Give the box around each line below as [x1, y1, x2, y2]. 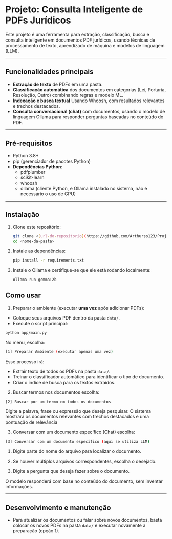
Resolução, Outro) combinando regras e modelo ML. [12, 92, 124, 98]
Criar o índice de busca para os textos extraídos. [12, 379, 116, 385]
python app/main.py [5, 330, 47, 335]
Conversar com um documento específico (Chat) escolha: [12, 429, 135, 435]
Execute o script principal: [12, 320, 68, 326]
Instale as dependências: [12, 248, 66, 254]
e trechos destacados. [12, 103, 60, 109]
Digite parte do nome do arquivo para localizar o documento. [12, 448, 142, 454]
